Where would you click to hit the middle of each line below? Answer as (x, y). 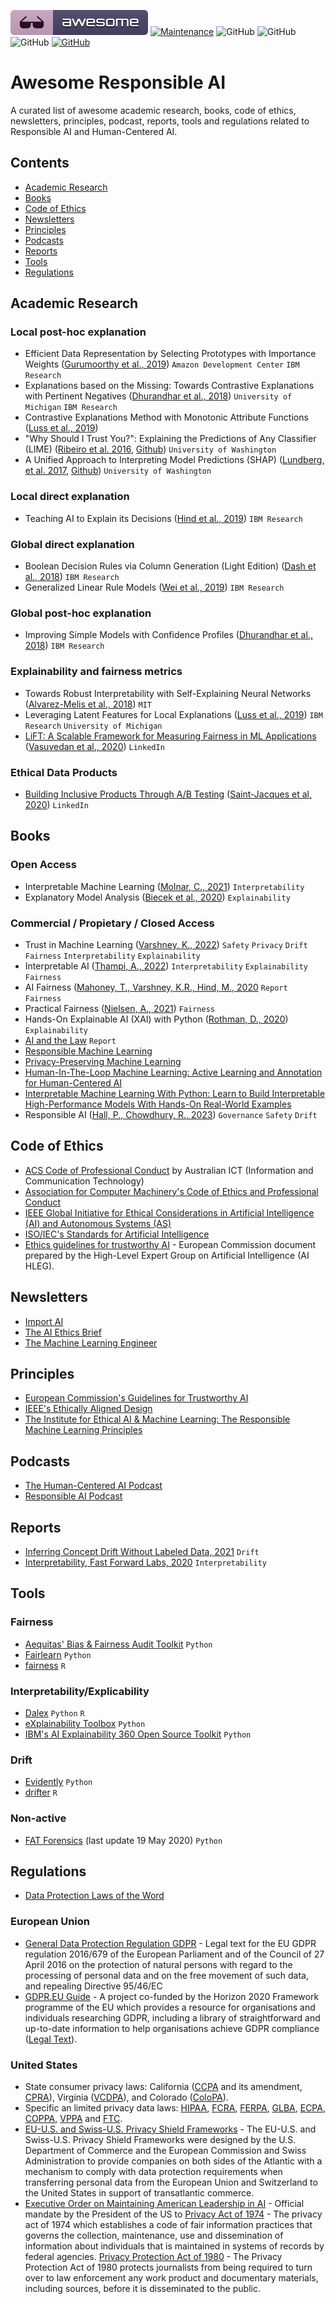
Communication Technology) (84, 1181)
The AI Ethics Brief (63, 1332)
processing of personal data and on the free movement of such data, (166, 1975)
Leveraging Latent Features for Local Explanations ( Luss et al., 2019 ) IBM (173, 714)
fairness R (45, 1665)
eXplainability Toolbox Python (85, 1723)
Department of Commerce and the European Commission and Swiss (165, 2150)
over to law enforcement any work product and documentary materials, (171, 2277)
